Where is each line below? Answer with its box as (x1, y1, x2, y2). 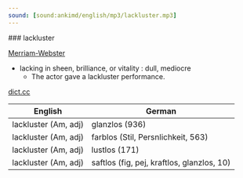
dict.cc (8, 87, 31, 96)
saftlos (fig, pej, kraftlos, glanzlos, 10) (91, 157, 231, 168)
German (145, 105, 176, 116)
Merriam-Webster (8, 48, 66, 57)
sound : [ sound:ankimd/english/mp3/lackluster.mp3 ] (8, 11, 177, 20)
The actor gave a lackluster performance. (31, 71, 165, 81)
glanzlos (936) (91, 118, 147, 129)
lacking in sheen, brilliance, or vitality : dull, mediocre (19, 64, 191, 73)
